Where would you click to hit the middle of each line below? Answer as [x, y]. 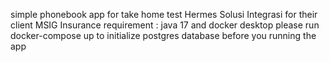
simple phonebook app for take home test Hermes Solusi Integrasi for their [164, 14]
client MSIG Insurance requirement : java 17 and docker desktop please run [165, 25]
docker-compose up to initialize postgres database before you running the [163, 35]
